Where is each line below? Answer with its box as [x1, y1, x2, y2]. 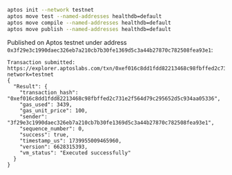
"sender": [19, 113, 48, 120]
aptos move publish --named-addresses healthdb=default [7, 25, 171, 32]
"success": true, [19, 131, 70, 138]
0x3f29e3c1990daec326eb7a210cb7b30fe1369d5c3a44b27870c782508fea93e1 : [7, 45, 213, 54]
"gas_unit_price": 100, [19, 107, 88, 114]
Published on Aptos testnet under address [7, 38, 127, 46]
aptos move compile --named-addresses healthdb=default [7, 19, 171, 26]
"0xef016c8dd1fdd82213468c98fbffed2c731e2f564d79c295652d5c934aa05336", [7, 95, 221, 102]
